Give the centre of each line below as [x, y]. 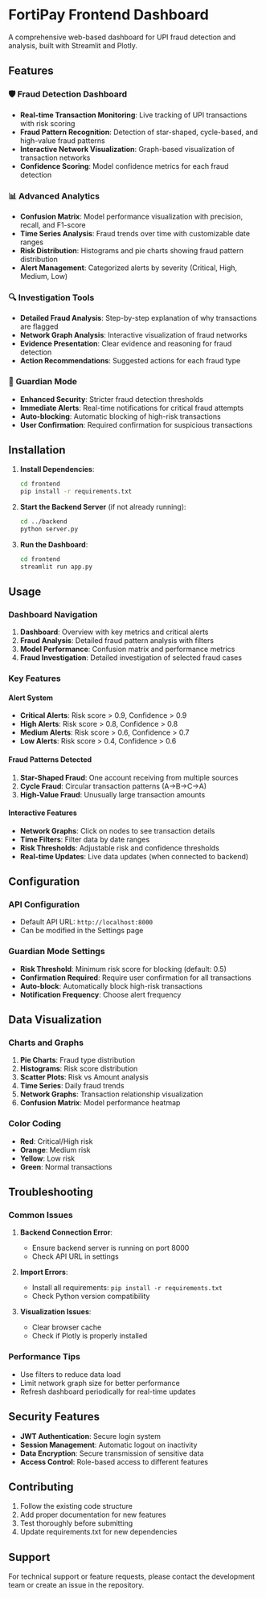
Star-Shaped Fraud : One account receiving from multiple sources [129, 777]
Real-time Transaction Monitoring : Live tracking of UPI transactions [133, 115]
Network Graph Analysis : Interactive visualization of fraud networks [133, 335]
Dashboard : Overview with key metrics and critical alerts [114, 632]
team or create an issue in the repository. [76, 1585]
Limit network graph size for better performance [100, 1383]
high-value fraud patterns [63, 140]
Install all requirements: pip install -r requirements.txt [127, 1288]
